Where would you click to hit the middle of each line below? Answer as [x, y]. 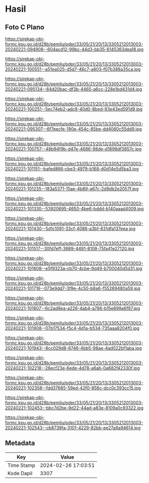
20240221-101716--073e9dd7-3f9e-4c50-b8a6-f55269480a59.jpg [73, 288]
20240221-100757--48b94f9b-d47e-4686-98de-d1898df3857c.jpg [73, 149]
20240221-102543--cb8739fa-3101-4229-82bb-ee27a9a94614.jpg [73, 428]
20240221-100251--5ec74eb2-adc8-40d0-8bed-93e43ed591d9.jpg [74, 109]
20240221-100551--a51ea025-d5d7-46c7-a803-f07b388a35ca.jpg [73, 69]
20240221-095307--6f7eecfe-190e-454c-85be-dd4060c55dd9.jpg [74, 129]
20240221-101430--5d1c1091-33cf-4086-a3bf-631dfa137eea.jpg [70, 229]
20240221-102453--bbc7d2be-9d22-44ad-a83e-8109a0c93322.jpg [74, 408]
